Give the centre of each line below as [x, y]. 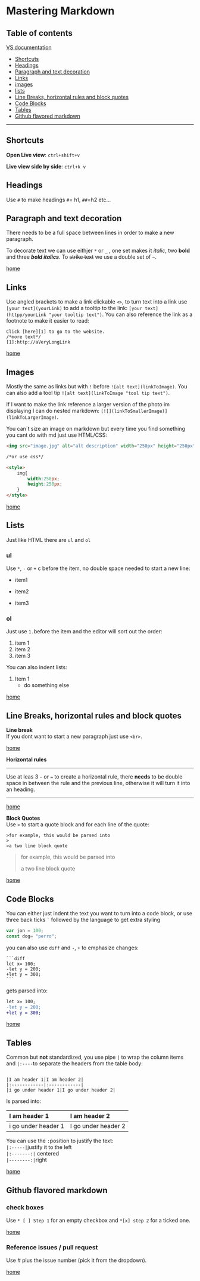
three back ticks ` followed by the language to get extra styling [83, 920]
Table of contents [39, 33]
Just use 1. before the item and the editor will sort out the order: [84, 632]
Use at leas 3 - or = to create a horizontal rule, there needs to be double [94, 777]
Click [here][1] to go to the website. [56, 332]
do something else [46, 685]
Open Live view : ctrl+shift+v [43, 155]
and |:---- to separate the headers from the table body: [74, 1064]
